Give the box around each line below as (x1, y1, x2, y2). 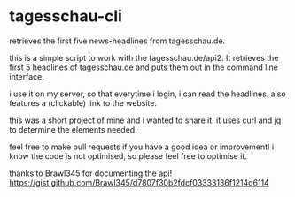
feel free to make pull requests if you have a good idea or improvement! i (9, 141, 275, 152)
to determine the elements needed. (9, 124, 137, 134)
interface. (9, 71, 44, 81)
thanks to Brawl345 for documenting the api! (9, 168, 173, 178)
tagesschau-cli (9, 6, 122, 27)
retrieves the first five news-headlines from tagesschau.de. (9, 35, 226, 46)
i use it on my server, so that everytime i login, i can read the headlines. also (9, 88, 286, 99)
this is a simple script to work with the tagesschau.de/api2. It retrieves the (9, 52, 279, 63)
